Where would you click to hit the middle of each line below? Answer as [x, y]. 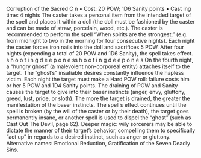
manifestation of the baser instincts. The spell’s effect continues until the [96, 105]
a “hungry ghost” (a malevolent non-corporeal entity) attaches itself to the [98, 66]
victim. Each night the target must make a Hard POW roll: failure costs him [98, 79]
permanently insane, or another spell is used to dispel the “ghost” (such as [99, 118]
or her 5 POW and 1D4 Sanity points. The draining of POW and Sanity [92, 86]
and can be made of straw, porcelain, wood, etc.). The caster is [85, 28]
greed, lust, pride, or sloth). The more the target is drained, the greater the [98, 98]
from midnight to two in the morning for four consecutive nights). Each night [100, 41]
